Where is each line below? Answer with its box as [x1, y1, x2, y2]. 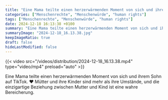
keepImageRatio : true [5, 35, 50, 40]
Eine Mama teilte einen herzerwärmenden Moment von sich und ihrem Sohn [5, 73, 161, 79]
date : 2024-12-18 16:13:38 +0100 [5, 21, 75, 26]
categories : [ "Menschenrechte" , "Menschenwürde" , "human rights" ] [5, 12, 146, 17]
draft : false [5, 40, 32, 45]
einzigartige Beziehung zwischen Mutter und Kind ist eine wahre [5, 83, 138, 90]
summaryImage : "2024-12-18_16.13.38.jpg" [5, 30, 93, 35]
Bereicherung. [5, 89, 34, 95]
